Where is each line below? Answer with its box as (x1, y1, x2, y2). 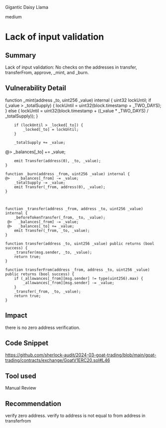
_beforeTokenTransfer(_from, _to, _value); (14, 215, 106, 220)
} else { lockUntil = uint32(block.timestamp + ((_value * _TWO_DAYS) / (5, 107, 149, 113)
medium (5, 14, 22, 19)
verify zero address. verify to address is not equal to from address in (5, 413, 146, 419)
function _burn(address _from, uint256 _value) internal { (5, 171, 130, 176)
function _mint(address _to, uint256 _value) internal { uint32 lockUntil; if (5, 97, 152, 103)
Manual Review (5, 385, 36, 391)
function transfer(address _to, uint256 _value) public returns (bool (5, 241, 155, 246)
